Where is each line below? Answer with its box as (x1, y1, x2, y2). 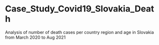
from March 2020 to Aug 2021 (5, 34, 66, 40)
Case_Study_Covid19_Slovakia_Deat (5, 3, 155, 14)
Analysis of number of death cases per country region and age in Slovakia (5, 29, 154, 35)
